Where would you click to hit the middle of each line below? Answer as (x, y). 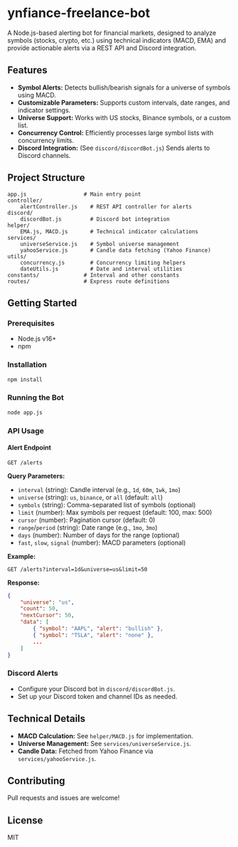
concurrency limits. (46, 140)
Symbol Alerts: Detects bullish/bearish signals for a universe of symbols (124, 87)
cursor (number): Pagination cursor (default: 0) (86, 520)
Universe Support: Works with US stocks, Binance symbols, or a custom (124, 117)
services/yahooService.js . (57, 758)
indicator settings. (44, 110)
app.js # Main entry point (74, 194)
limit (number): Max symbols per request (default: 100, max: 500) (115, 512)
